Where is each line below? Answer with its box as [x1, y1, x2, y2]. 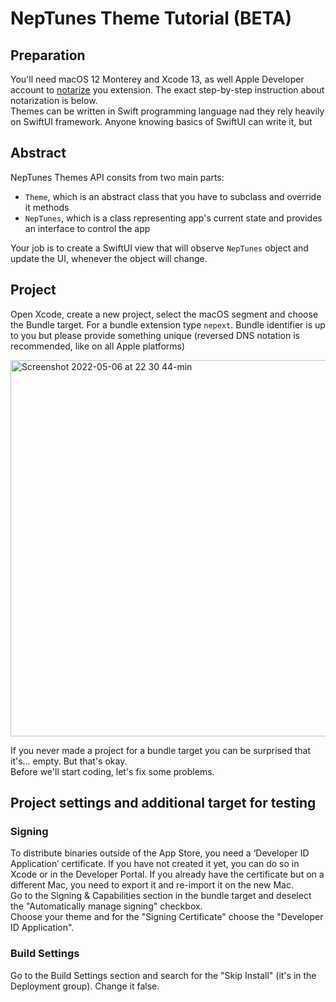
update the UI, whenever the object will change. [10, 252, 208, 264]
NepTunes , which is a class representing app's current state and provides [24, 212, 323, 224]
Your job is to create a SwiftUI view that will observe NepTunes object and [10, 242, 309, 254]
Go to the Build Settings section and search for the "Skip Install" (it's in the [10, 969, 317, 981]
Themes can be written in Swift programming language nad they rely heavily [10, 105, 325, 117]
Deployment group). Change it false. [10, 980, 160, 992]
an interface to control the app [24, 222, 151, 234]
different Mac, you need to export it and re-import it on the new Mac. [10, 879, 294, 891]
